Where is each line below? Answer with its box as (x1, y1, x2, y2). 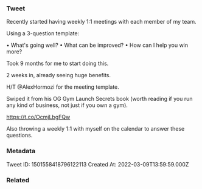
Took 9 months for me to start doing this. (6, 60, 109, 67)
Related (6, 176, 30, 184)
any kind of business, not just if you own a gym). (6, 101, 128, 109)
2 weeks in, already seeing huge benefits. (6, 72, 111, 79)
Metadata (6, 147, 35, 156)
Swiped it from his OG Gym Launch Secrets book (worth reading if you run (6, 95, 193, 103)
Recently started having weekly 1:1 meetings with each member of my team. (6, 18, 197, 26)
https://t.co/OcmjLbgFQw (6, 114, 71, 121)
